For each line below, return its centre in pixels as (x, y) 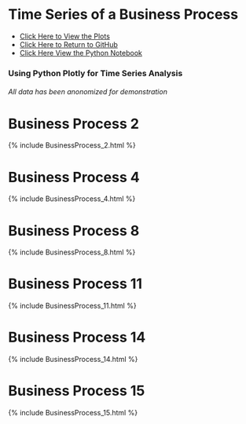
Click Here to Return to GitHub (68, 44)
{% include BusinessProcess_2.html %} (72, 145)
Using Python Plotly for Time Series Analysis (95, 73)
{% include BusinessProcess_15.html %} (73, 413)
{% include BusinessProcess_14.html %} (73, 360)
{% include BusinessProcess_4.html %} (72, 199)
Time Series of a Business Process (123, 15)
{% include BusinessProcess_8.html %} (72, 252)
